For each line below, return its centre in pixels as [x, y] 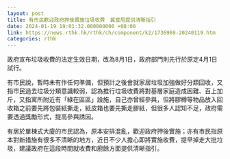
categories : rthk [32, 39]
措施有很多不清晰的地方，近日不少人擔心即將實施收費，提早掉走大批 [121, 140]
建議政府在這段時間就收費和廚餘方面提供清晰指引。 [91, 149]
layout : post [26, 13]
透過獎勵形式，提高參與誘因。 [55, 117]
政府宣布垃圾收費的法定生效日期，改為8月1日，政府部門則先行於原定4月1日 [112, 60]
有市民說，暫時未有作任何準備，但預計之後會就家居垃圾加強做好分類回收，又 [115, 82]
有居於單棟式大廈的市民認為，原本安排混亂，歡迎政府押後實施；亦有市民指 [112, 132]
